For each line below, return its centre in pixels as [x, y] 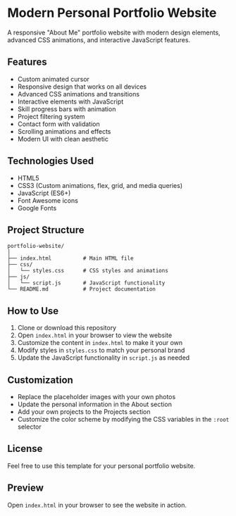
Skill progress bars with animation [67, 109]
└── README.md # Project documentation [82, 289]
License [25, 449]
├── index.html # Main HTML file [70, 258]
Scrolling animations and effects [64, 131]
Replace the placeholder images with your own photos [97, 397]
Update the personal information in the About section [95, 404]
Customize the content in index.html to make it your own [100, 343]
